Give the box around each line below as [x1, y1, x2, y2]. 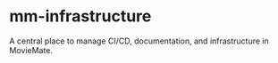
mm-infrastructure [9, 6, 152, 27]
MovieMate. [9, 44, 54, 55]
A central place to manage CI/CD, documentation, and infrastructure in [9, 35, 270, 46]
